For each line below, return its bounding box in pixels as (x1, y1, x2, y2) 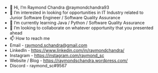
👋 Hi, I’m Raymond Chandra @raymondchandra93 (9, 5, 110, 10)
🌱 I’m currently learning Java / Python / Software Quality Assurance (9, 20, 145, 25)
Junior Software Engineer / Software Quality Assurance (9, 15, 120, 20)
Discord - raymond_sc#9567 (9, 63, 67, 68)
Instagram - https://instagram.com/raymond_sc (9, 53, 104, 58)
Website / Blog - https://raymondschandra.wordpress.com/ (9, 58, 128, 63)
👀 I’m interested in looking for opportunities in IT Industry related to (9, 10, 144, 15)
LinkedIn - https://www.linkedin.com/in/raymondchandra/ (9, 48, 125, 53)
